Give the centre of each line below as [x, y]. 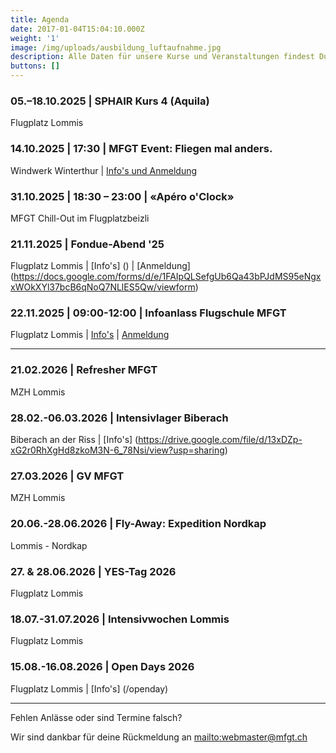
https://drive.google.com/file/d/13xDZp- [220, 440]
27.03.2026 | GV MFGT [67, 476]
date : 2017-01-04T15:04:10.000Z [77, 29]
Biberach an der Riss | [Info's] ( [74, 440]
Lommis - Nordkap [49, 545]
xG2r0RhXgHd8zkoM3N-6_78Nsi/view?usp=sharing [117, 450]
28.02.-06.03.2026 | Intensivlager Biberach [119, 418]
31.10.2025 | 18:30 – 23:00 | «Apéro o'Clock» [122, 196]
